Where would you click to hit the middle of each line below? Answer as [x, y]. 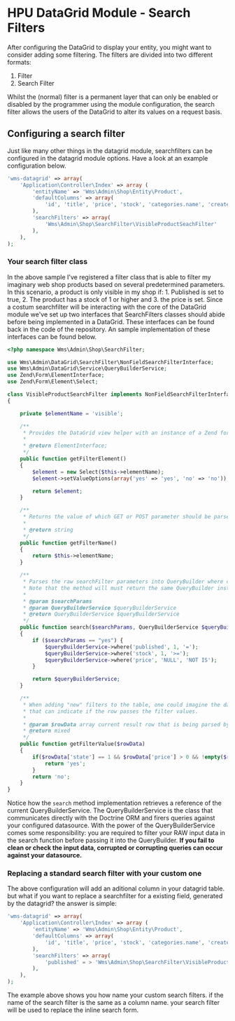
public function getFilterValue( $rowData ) [83, 744]
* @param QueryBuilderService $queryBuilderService [100, 608]
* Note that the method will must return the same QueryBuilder [119, 588]
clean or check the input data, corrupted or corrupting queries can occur [115, 848]
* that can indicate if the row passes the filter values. [111, 711]
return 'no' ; [51, 777]
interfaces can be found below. [52, 336]
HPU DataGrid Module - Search [99, 13]
